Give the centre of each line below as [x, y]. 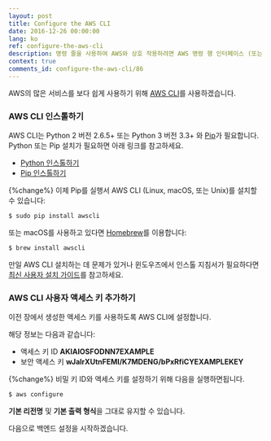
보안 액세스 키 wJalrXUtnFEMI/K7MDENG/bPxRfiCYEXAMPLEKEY [132, 362]
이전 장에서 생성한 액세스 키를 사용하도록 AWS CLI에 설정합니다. [110, 317]
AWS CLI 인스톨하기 [46, 116]
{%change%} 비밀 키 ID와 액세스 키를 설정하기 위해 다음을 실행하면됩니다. [127, 379]
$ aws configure [36, 395]
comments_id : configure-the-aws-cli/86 [76, 69]
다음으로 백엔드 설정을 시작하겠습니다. [68, 428]
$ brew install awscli [47, 248]
